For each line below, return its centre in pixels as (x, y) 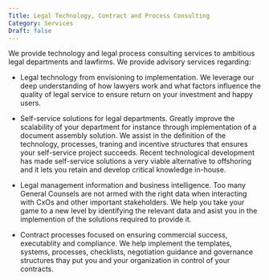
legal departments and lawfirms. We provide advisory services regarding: (130, 62)
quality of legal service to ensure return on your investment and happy (136, 95)
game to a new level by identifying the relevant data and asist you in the (139, 211)
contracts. (37, 269)
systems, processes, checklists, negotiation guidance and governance (137, 252)
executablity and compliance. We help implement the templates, (126, 243)
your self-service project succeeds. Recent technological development (137, 152)
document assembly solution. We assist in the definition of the (123, 136)
